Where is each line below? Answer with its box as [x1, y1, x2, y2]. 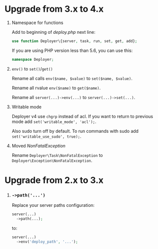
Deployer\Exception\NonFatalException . [11, 157, 93, 163]
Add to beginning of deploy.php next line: [11, 29, 96, 35]
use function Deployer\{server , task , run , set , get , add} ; [11, 38, 137, 44]
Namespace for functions [11, 20, 63, 25]
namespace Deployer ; [11, 57, 54, 62]
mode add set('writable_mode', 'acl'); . [11, 119, 97, 124]
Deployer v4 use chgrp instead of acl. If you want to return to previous [11, 113, 153, 119]
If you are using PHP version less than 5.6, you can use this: [11, 48, 133, 53]
